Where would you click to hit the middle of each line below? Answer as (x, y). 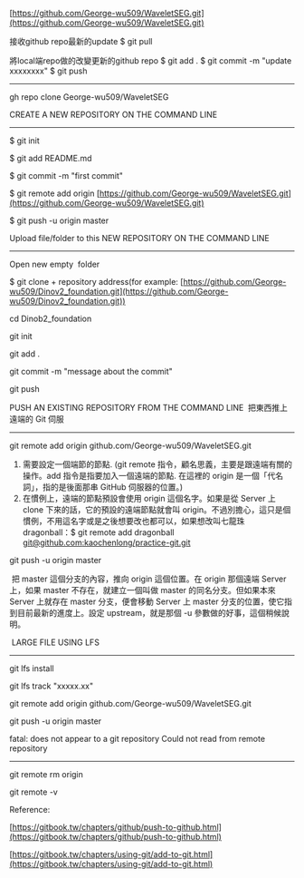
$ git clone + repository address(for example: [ (96, 282)
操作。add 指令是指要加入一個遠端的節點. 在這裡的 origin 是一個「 (145, 476)
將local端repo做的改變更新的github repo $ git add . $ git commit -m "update (151, 61)
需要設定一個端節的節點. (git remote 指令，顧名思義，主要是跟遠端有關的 (157, 464)
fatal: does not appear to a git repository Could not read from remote (137, 739)
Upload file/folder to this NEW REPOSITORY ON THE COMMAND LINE (139, 238)
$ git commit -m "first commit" (66, 176)
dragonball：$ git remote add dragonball (98, 532)
